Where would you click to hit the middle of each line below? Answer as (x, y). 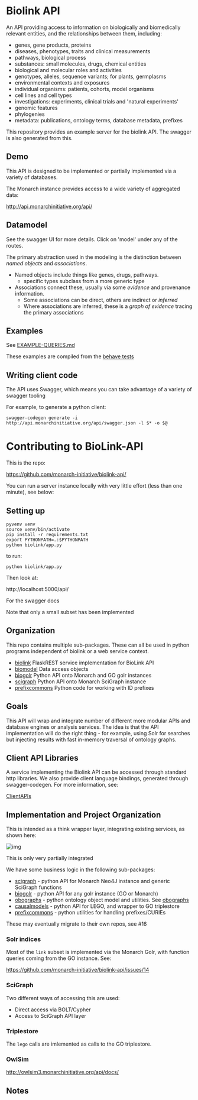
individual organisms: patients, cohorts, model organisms (84, 89)
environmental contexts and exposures (62, 82)
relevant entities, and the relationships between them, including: (84, 33)
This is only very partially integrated (50, 858)
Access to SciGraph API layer (51, 1015)
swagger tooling (26, 396)
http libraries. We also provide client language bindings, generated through (97, 778)
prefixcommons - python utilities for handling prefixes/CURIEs (90, 913)
